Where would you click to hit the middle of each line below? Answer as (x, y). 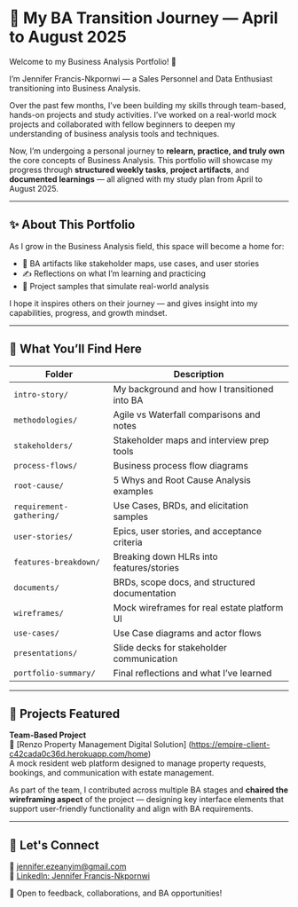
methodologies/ (46, 420)
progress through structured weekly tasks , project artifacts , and (129, 170)
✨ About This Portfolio (72, 225)
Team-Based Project (48, 735)
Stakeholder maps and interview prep (191, 440)
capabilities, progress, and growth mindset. (88, 312)
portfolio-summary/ (55, 673)
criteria (128, 542)
